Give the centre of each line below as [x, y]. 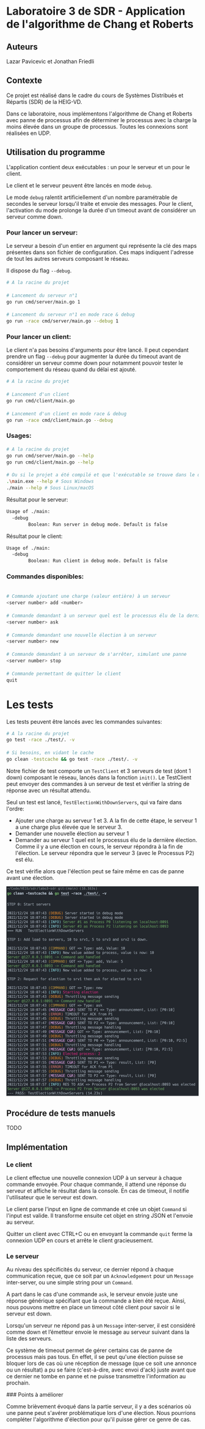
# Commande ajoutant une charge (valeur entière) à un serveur [88, 597]
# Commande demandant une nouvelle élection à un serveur [81, 635]
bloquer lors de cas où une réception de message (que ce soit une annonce [102, 1364]
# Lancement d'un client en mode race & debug [67, 413]
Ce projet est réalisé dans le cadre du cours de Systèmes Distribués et [95, 95]
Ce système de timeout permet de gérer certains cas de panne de [89, 1350]
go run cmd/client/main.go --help [50, 462]
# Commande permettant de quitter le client [64, 674]
